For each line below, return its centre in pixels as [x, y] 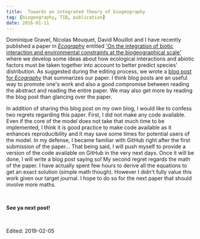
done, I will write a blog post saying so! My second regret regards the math [99, 160]
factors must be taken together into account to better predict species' [92, 65]
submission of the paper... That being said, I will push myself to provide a [96, 146]
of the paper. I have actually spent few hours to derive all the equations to [97, 166]
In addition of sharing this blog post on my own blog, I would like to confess [99, 109]
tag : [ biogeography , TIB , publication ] [56, 17]
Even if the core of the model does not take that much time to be [86, 121]
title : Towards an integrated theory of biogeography [76, 12]
